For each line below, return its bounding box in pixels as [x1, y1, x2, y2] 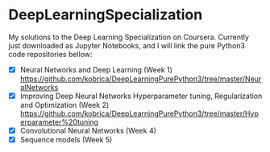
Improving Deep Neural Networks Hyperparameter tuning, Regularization [19, 91, 263, 101]
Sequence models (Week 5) [19, 135, 113, 145]
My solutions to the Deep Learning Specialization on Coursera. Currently [8, 32, 250, 42]
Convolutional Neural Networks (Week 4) [19, 126, 157, 136]
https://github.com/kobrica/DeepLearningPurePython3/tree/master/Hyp [19, 109, 260, 118]
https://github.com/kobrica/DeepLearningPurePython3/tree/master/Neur [19, 74, 262, 84]
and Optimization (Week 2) [19, 101, 110, 110]
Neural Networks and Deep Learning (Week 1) [19, 64, 173, 74]
